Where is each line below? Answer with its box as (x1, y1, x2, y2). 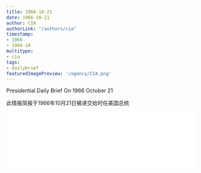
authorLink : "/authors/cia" (6, 25, 77, 32)
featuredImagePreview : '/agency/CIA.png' (6, 71, 112, 77)
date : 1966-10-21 (6, 14, 50, 20)
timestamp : (6, 31, 34, 37)
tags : (6, 59, 20, 65)
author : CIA (6, 20, 36, 26)
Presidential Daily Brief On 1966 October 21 (6, 87, 113, 94)
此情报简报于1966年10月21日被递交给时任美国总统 (6, 99, 129, 107)
